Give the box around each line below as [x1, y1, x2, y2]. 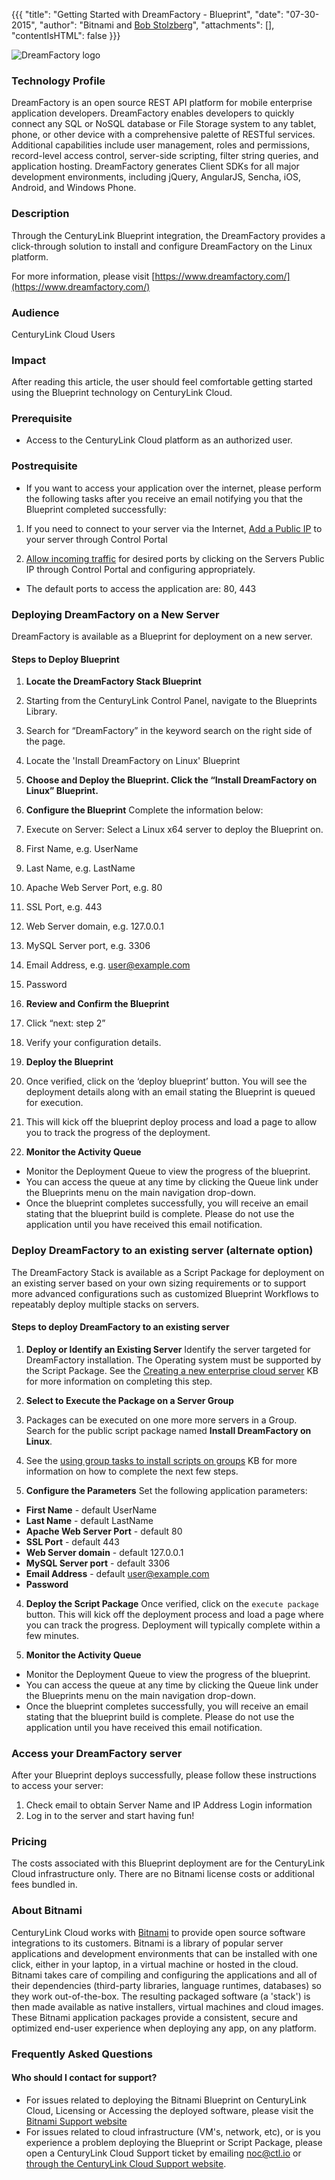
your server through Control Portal [25, 533, 168, 545]
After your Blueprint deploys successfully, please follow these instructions [11, 1769, 317, 1781]
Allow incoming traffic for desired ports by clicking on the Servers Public [25, 552, 325, 564]
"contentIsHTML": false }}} [11, 30, 121, 41]
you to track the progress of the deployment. [25, 1127, 211, 1139]
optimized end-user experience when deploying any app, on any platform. [11, 2022, 317, 2034]
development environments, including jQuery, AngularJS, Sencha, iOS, [11, 171, 301, 183]
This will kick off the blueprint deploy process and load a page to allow [25, 1116, 318, 1128]
